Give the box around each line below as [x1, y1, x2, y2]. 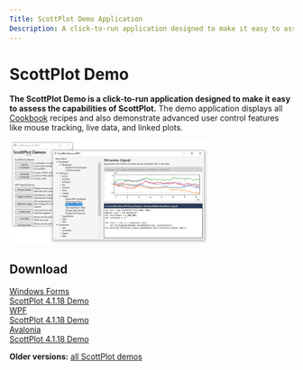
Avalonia [9, 324, 41, 335]
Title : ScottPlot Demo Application [9, 14, 143, 23]
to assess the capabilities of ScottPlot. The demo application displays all [9, 104, 283, 114]
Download [9, 262, 68, 277]
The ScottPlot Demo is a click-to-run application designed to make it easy [9, 94, 291, 104]
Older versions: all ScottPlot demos [9, 351, 142, 362]
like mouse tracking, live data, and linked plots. [9, 122, 183, 133]
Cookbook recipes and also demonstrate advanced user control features [9, 113, 280, 123]
